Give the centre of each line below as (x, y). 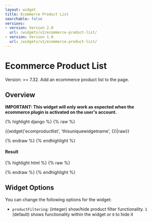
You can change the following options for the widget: (58, 199)
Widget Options (30, 188)
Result (12, 152)
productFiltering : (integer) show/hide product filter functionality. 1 (80, 209)
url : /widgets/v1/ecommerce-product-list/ (53, 42)
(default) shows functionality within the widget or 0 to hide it (73, 214)
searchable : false (24, 19)
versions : (15, 23)
